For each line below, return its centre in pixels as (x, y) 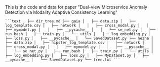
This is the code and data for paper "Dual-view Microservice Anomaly (76, 7)
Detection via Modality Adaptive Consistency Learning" (61, 12)
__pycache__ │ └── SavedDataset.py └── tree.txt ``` (63, 60)
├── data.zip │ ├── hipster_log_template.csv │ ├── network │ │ (79, 43)
